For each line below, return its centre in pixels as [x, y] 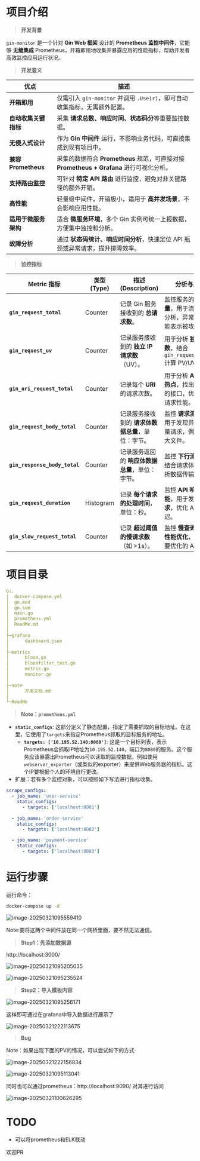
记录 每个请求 [139, 494]
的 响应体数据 [139, 461]
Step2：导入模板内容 [46, 990]
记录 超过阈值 [139, 528]
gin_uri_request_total [41, 388]
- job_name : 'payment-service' [50, 840]
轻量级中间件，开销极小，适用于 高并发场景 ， [120, 199]
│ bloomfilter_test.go [41, 663]
